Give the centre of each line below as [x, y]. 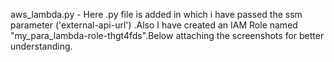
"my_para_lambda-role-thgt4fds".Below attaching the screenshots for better [167, 35]
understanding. [41, 46]
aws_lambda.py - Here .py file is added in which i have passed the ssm [156, 14]
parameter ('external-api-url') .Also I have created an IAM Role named [154, 25]
